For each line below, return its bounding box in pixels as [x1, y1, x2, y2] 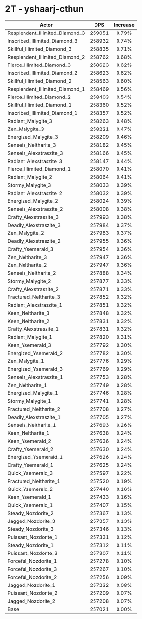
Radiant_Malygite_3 [7, 117, 53, 124]
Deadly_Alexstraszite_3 [7, 222, 61, 228]
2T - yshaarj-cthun [5, 3, 84, 15]
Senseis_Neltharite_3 [7, 141, 56, 148]
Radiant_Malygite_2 [7, 173, 53, 180]
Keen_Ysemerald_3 [7, 341, 51, 348]
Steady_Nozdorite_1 [7, 542, 54, 549]
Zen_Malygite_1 [7, 358, 44, 364]
